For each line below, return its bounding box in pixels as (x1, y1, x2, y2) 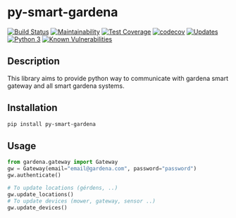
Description (7, 56, 60, 68)
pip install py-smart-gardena (7, 120, 97, 127)
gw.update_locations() (7, 191, 74, 198)
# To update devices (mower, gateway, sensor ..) (7, 198, 156, 205)
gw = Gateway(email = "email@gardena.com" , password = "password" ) (7, 165, 197, 172)
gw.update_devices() (7, 204, 68, 211)
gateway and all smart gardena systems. (7, 82, 125, 90)
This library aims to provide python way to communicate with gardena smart (7, 74, 229, 82)
